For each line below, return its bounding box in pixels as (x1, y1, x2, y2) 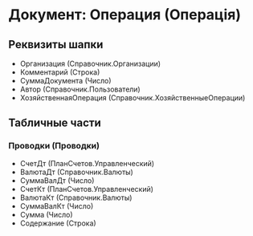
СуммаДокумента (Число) (19, 76, 112, 85)
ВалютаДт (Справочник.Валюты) (19, 167, 134, 177)
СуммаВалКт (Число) (19, 201, 94, 210)
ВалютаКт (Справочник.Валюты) (19, 193, 133, 202)
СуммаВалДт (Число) (19, 175, 95, 185)
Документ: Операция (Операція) (8, 6, 241, 24)
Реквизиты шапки (8, 38, 104, 51)
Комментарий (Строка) (19, 67, 100, 77)
